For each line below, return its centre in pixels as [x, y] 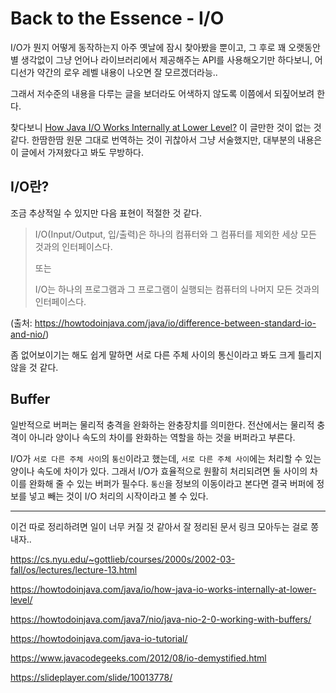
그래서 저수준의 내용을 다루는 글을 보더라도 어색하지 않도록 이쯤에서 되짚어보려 [162, 93]
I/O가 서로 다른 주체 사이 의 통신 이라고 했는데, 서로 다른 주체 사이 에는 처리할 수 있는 [166, 458]
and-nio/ [28, 334]
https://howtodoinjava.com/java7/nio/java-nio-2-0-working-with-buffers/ [161, 619]
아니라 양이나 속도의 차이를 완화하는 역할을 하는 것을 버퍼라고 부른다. [162, 437]
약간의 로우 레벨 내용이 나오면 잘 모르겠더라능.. [127, 72]
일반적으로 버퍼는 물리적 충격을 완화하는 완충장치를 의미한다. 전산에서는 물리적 [162, 424]
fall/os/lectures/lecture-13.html [74, 569]
